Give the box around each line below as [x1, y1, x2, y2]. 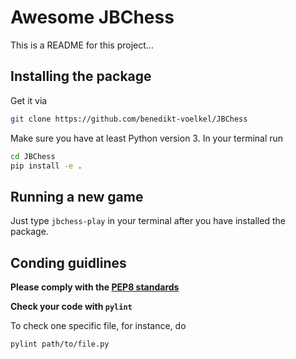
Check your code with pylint [10, 301, 133, 312]
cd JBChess [10, 151, 56, 161]
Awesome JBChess [10, 6, 175, 29]
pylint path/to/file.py [10, 339, 110, 349]
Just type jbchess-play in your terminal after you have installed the [10, 215, 286, 227]
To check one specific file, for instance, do [10, 320, 187, 331]
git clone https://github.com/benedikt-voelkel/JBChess [10, 114, 248, 124]
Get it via [10, 94, 48, 106]
